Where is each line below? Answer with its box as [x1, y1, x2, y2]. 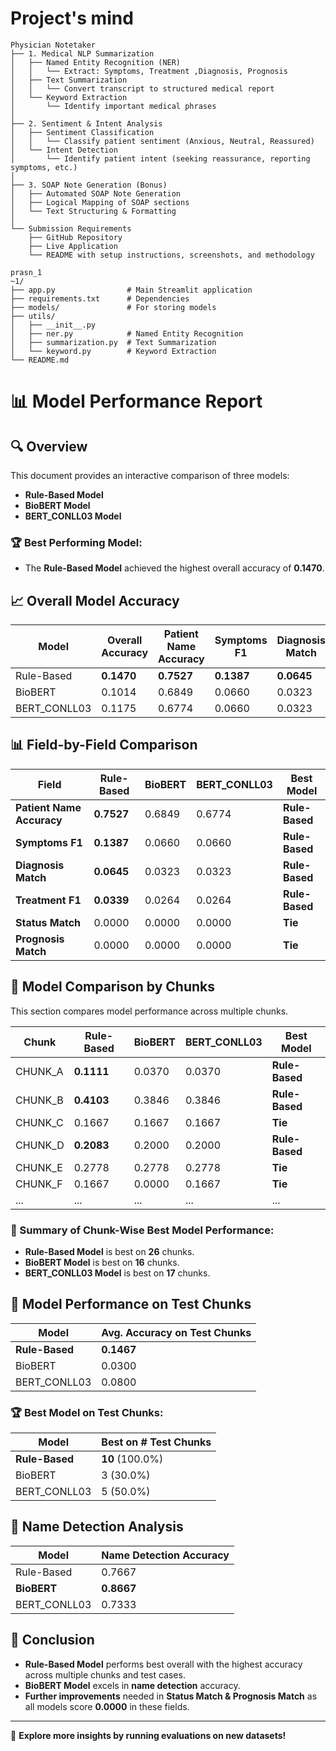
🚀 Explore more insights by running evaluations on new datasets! [10, 1729, 287, 1741]
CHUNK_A [15, 1064, 64, 1078]
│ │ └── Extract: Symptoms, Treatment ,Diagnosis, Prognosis [10, 66, 288, 76]
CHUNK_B [15, 1093, 64, 1107]
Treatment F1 [15, 893, 82, 907]
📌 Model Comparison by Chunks [10, 978, 216, 996]
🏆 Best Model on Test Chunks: [10, 1405, 164, 1419]
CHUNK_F [15, 1177, 63, 1191]
